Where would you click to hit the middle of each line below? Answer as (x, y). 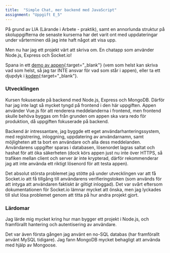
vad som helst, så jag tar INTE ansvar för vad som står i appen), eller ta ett (83, 70)
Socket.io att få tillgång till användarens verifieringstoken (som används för (83, 178)
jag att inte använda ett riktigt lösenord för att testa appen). (67, 163)
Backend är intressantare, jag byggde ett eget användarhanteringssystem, (83, 131)
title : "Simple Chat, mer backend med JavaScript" (61, 10)
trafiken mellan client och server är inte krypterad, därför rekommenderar (82, 158)
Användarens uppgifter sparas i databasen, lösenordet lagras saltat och (80, 147)
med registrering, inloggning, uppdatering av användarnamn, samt (75, 136)
